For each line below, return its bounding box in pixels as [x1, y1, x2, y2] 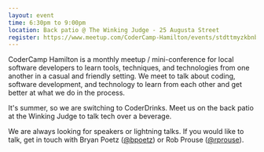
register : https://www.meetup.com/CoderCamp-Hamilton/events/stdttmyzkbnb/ [8, 33, 262, 42]
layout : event [8, 11, 55, 20]
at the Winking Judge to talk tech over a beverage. [8, 111, 172, 121]
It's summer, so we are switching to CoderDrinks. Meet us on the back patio [8, 103, 254, 113]
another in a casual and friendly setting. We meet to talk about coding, [8, 71, 236, 81]
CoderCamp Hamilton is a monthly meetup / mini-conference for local [8, 55, 234, 64]
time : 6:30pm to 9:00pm [8, 19, 86, 27]
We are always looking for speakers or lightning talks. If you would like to [8, 127, 244, 136]
